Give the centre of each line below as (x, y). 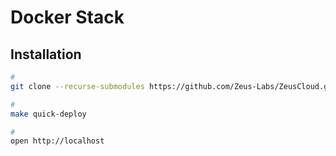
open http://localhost (57, 141)
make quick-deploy (48, 114)
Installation (46, 54)
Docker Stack (67, 17)
